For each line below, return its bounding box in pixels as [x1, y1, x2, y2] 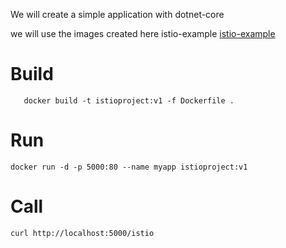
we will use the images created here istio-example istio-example [10, 28, 276, 39]
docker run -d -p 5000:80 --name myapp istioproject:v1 [10, 162, 248, 172]
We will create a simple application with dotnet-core [10, 9, 225, 20]
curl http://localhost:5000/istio [10, 228, 155, 238]
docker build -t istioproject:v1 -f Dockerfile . [23, 95, 235, 106]
